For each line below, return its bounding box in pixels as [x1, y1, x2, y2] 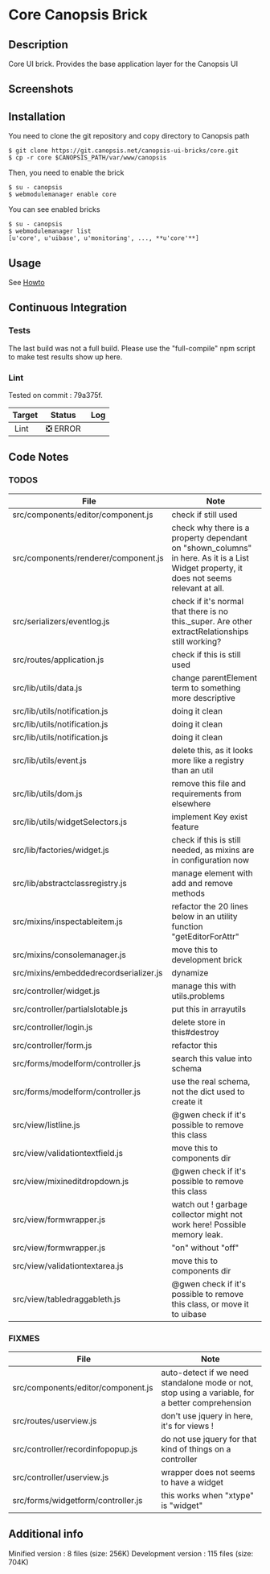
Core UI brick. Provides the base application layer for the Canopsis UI [8, 59, 239, 68]
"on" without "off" [171, 1242, 239, 1253]
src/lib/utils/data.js [12, 682, 83, 694]
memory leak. [171, 1228, 223, 1240]
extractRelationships [171, 626, 249, 637]
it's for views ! [160, 1420, 215, 1431]
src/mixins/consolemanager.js [12, 949, 126, 960]
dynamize [171, 967, 209, 978]
